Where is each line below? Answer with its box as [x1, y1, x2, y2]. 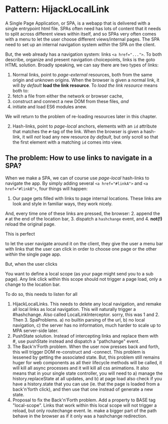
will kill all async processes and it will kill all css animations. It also [12, 365, 149, 371]
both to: [12, 87, 29, 93]
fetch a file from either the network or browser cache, [12, 93, 124, 99]
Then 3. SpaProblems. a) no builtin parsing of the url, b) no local [12, 316, 145, 323]
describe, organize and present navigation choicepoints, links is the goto [5, 56, 155, 62]
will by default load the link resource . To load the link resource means [12, 82, 158, 88]
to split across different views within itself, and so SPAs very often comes [5, 31, 156, 37]
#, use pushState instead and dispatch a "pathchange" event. [12, 338, 140, 344]
